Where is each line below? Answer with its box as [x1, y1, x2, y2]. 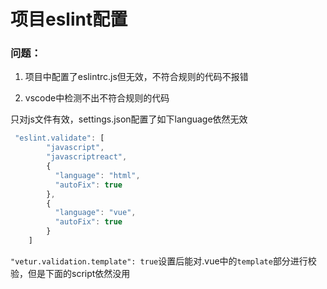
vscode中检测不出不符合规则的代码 [24, 92, 170, 104]
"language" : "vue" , [54, 208, 137, 218]
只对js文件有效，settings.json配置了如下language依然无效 [10, 113, 248, 125]
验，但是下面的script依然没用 [10, 267, 131, 279]
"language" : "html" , [54, 170, 141, 180]
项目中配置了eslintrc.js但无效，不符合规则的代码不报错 [24, 71, 249, 83]
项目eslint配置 [10, 8, 128, 31]
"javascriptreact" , [46, 152, 128, 162]
